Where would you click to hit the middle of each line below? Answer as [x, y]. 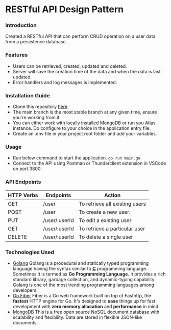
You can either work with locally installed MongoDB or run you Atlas [84, 123]
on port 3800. [27, 169]
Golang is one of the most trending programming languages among [83, 285]
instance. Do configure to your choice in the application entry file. [82, 128]
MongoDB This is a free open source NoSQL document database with [86, 312]
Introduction [21, 25]
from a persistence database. [36, 42]
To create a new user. [105, 212]
